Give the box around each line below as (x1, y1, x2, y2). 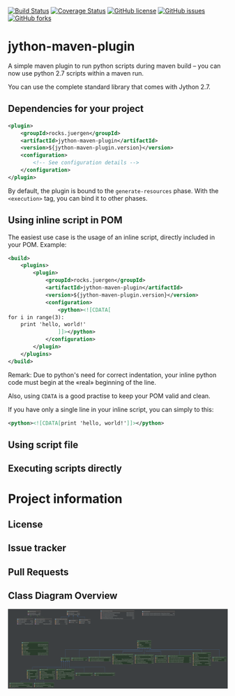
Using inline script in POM (8, 214, 123, 227)
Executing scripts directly (8, 462, 123, 475)
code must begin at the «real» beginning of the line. (8, 378, 156, 386)
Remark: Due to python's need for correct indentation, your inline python (8, 371, 217, 379)
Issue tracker (8, 542, 67, 554)
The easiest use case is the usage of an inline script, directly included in (8, 233, 215, 241)
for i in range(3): (8, 313, 65, 321)
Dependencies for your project (8, 103, 144, 115)
